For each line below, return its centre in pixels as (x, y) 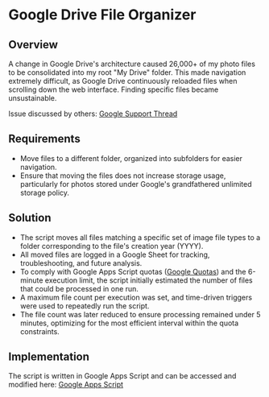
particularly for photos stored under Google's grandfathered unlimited (136, 184)
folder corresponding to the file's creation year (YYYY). (112, 246)
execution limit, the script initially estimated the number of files (149, 280)
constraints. (40, 331)
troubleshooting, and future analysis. (81, 263)
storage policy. (45, 192)
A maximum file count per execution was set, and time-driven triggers (136, 297)
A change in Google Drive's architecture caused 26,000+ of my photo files (132, 64)
